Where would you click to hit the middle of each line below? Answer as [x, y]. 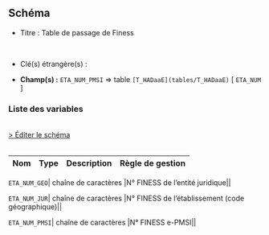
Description [89, 163]
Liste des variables [46, 109]
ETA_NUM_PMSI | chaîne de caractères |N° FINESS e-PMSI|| [102, 223]
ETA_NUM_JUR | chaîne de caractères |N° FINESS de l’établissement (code [126, 198]
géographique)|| [35, 207]
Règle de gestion [153, 163]
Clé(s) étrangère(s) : [53, 64]
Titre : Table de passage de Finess [77, 32]
